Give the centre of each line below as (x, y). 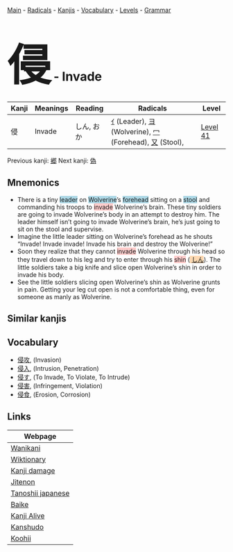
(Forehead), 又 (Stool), (147, 142)
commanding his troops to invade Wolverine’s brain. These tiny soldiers (119, 207)
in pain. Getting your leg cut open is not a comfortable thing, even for (116, 289)
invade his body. (41, 274)
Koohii (21, 538)
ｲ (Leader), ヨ (133, 121)
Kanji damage (33, 470)
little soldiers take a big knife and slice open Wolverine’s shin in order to (119, 267)
